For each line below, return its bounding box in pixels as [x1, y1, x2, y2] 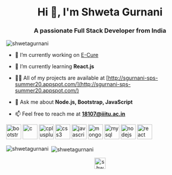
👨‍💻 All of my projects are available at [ [14, 74, 108, 82]
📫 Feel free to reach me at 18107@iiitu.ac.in [14, 110, 126, 117]
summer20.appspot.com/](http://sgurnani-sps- [14, 81, 131, 88]
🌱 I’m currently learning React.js [14, 63, 95, 70]
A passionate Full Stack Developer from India [33, 27, 167, 35]
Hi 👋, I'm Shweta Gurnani [37, 5, 163, 19]
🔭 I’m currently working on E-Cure [14, 52, 99, 59]
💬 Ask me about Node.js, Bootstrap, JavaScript [14, 98, 133, 106]
